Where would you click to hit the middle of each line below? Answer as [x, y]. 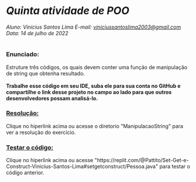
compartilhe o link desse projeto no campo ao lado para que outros [89, 92]
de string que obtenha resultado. [46, 73]
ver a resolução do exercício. [41, 132]
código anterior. [25, 173]
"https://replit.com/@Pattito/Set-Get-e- [142, 160]
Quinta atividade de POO [68, 11]
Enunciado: [23, 54]
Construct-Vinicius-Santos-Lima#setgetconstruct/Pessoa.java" [82, 166]
